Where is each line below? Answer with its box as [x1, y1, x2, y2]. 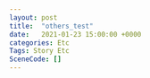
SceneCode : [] [9, 55, 62, 64]
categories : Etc [9, 38, 70, 48]
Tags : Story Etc [9, 47, 70, 56]
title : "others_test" [9, 22, 94, 30]
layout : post [9, 13, 58, 22]
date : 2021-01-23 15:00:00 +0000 [9, 30, 142, 39]
